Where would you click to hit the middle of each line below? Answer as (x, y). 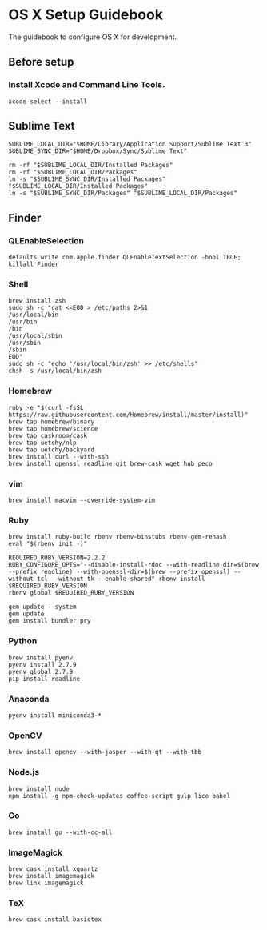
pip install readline (44, 679)
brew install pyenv (41, 658)
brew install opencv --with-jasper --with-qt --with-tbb (105, 752)
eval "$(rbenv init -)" (48, 544)
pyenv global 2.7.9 (41, 671)
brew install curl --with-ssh (59, 457)
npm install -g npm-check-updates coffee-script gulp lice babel (119, 796)
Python (23, 641)
